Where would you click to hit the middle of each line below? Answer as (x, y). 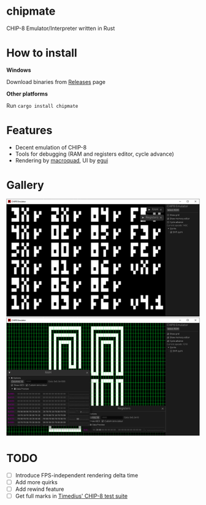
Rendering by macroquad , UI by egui (62, 160)
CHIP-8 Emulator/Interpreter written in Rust (61, 28)
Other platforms (27, 94)
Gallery (25, 185)
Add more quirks (36, 482)
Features (29, 131)
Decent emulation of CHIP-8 (51, 147)
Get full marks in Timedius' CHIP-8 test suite (71, 496)
